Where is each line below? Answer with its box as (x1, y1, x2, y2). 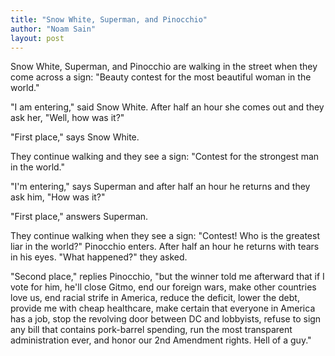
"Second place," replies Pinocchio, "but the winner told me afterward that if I (10, 271, 325, 283)
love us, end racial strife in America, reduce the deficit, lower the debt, (10, 292, 300, 304)
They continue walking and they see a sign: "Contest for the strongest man (10, 151, 320, 163)
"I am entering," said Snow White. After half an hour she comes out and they (10, 101, 325, 113)
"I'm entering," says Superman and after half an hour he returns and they (10, 181, 311, 193)
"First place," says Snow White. (10, 131, 140, 143)
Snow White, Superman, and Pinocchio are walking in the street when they (10, 61, 318, 73)
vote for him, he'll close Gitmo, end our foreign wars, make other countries (10, 281, 317, 293)
